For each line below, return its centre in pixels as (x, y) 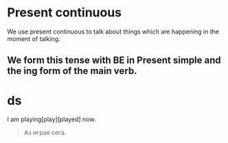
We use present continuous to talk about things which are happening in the (113, 31)
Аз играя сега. (45, 133)
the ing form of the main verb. (72, 71)
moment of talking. (34, 38)
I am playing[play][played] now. (52, 119)
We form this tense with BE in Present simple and (114, 61)
